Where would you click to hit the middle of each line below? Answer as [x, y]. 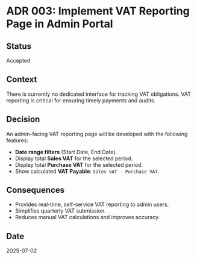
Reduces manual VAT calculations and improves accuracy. [87, 217]
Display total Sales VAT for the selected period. [74, 158]
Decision [23, 120]
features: [17, 140]
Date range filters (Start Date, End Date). [66, 152]
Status [19, 46]
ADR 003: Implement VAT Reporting [98, 11]
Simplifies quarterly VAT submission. [61, 211]
